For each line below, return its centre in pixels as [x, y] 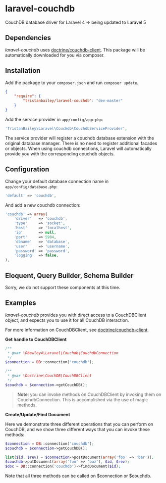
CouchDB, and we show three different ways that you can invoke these [78, 429]
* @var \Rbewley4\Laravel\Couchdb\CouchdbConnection [63, 353]
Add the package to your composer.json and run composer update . [72, 83]
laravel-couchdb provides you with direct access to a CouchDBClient [76, 315]
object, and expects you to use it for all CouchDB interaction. [67, 320]
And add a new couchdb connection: [43, 205]
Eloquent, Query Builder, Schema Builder [69, 275]
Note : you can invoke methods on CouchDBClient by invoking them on [89, 394]
